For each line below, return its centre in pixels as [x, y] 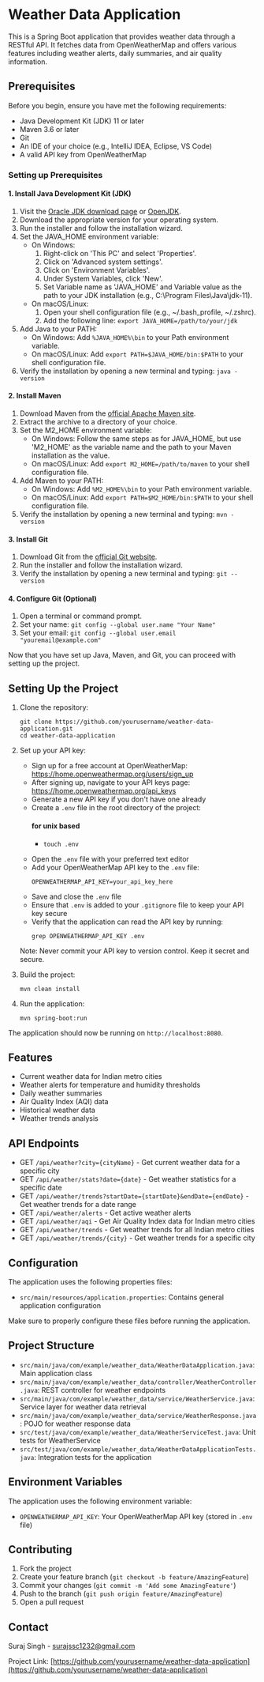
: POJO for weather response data [75, 1424]
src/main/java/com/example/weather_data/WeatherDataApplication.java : [137, 1364]
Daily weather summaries [61, 1093]
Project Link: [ [31, 1661]
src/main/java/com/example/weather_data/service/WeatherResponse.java [138, 1416]
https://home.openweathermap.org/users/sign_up [112, 774]
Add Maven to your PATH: [61, 481]
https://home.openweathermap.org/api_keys [104, 791]
